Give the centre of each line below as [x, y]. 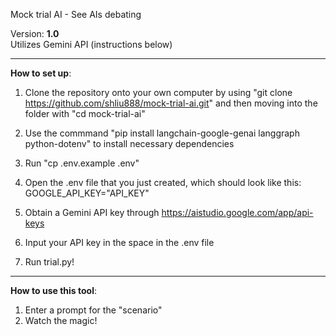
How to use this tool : [54, 290]
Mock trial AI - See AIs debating [76, 14]
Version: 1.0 [35, 33]
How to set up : [41, 73]
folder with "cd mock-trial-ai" [85, 113]
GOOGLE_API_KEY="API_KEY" [87, 193]
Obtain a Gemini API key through [92, 212]
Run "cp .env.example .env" [82, 163]
